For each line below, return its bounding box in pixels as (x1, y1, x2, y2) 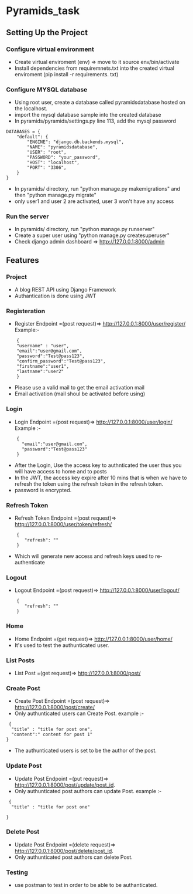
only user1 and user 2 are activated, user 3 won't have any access (14, 198, 174, 205)
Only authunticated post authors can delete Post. (14, 854, 133, 861)
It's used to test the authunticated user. (14, 641, 109, 649)
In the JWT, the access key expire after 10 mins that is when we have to (14, 474, 187, 481)
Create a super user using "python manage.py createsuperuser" (14, 232, 170, 239)
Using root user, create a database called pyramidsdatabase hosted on (14, 99, 186, 106)
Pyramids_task (6, 4, 80, 18)
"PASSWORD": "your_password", (27, 154, 101, 161)
